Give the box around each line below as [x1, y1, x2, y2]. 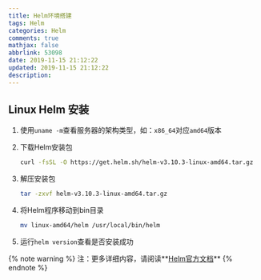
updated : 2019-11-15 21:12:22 [8, 64, 110, 72]
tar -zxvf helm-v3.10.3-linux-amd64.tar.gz [19, 190, 168, 198]
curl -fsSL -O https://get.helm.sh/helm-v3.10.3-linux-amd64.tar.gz [19, 158, 254, 166]
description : [8, 71, 52, 79]
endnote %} [8, 263, 48, 273]
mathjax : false [8, 42, 59, 50]
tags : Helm [8, 19, 45, 27]
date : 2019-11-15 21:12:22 [8, 57, 98, 65]
